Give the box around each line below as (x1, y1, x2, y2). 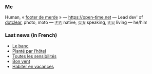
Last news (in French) (5, 32, 57, 39)
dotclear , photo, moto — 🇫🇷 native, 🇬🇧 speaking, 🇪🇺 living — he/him (5, 19, 148, 25)
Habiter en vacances (12, 63, 54, 69)
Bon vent (12, 58, 31, 64)
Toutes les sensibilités (12, 53, 57, 59)
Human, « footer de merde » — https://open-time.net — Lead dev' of (5, 15, 143, 20)
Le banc (12, 43, 29, 49)
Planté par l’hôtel (12, 48, 46, 54)
